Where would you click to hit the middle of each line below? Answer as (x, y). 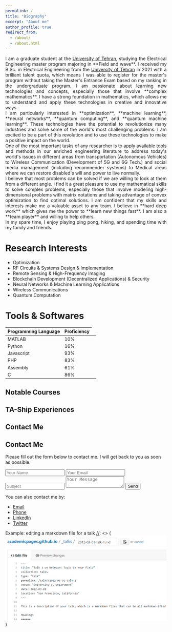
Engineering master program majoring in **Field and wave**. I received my (86, 64)
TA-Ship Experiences (40, 410)
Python (15, 346)
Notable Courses (33, 392)
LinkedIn (22, 518)
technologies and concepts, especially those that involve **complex (86, 91)
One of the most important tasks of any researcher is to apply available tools (86, 146)
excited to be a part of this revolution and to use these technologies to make (86, 135)
